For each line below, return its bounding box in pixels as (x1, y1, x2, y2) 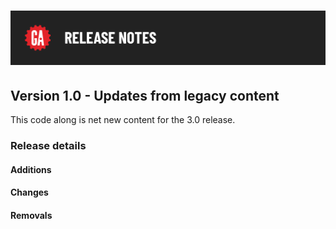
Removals (10, 209, 53, 221)
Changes (10, 186, 49, 199)
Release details (10, 139, 87, 153)
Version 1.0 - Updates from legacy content (10, 87, 280, 104)
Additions (10, 163, 52, 175)
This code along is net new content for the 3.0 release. (10, 114, 236, 126)
